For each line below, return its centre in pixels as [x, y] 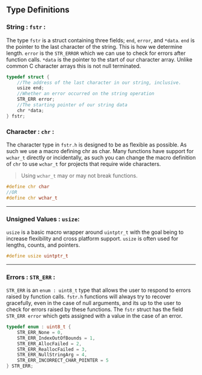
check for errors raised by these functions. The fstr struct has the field [95, 309]
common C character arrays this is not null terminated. [74, 66]
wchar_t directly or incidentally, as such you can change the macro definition [101, 157]
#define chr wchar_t [32, 198]
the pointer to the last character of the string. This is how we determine [94, 46]
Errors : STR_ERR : [31, 277]
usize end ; [31, 88]
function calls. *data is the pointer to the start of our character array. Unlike [99, 59]
